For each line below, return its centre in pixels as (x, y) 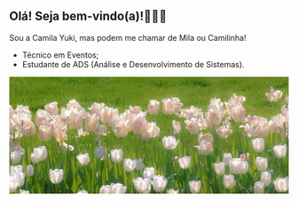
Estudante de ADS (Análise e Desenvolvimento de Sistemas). (133, 64)
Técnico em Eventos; (60, 55)
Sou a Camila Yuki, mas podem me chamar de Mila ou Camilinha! (128, 37)
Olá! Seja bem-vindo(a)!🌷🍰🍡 (88, 16)
